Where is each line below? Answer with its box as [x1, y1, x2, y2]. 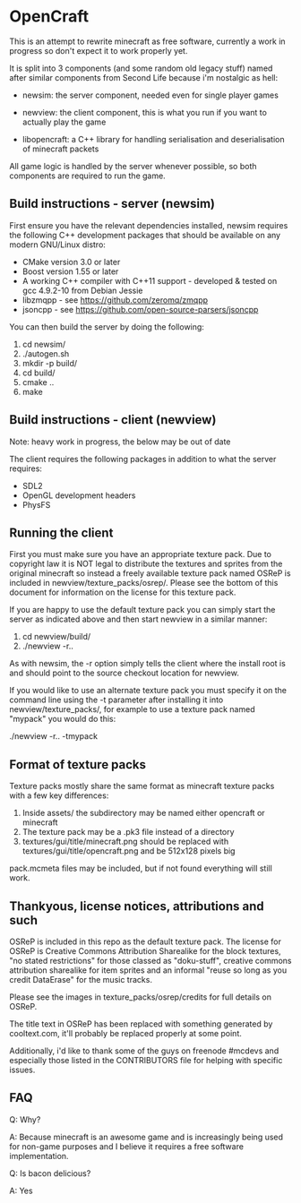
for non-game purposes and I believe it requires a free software [9, 1140, 245, 1152]
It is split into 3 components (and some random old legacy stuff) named [9, 63, 273, 73]
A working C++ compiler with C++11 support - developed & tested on [21, 275, 278, 286]
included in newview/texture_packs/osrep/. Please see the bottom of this [9, 578, 279, 589]
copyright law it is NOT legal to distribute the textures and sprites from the [9, 558, 283, 570]
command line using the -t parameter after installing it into [9, 694, 224, 705]
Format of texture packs [9, 757, 146, 772]
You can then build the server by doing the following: [9, 321, 204, 332]
